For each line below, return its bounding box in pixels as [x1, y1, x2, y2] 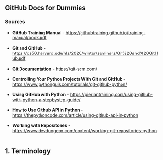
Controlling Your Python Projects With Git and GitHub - [12, 76, 126, 82]
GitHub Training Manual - [12, 29, 65, 36]
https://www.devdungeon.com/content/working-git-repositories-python [12, 127, 157, 133]
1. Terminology [5, 147, 51, 155]
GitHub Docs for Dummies [5, 4, 86, 12]
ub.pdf [12, 55, 26, 61]
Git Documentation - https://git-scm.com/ [12, 66, 98, 71]
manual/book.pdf [12, 35, 47, 40]
